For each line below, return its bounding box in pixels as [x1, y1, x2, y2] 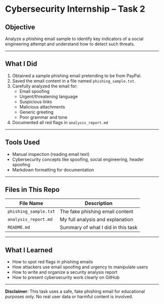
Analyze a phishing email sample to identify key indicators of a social [5, 36, 144, 42]
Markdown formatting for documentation [12, 167, 94, 173]
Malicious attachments [19, 104, 65, 109]
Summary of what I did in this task [60, 224, 138, 231]
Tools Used [5, 138, 40, 147]
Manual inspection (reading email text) [12, 151, 90, 157]
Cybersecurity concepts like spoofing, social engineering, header [12, 156, 144, 162]
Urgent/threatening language [19, 93, 78, 99]
